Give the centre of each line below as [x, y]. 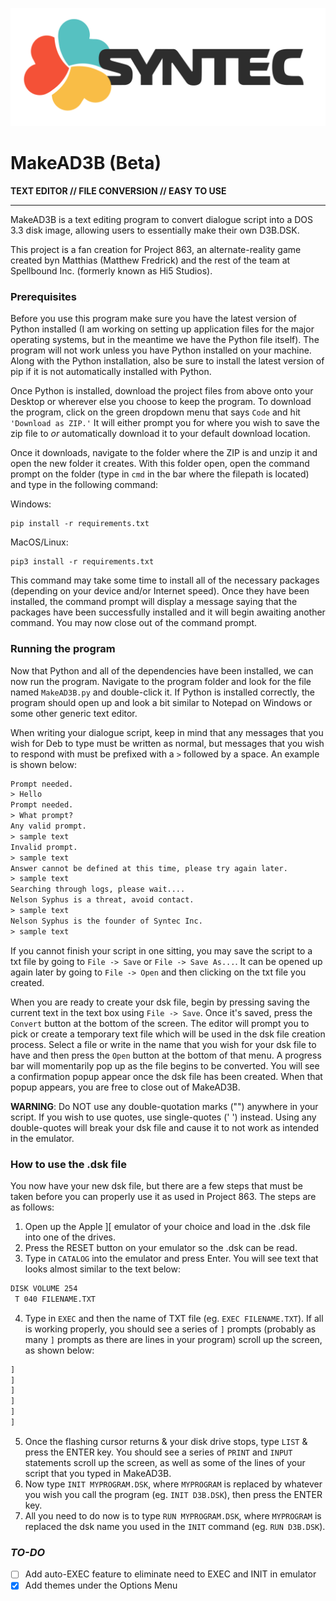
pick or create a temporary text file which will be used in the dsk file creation [168, 1034]
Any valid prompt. [48, 826]
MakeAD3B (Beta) [86, 163]
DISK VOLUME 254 [44, 1288]
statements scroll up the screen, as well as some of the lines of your [165, 1462]
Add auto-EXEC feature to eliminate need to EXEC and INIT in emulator [170, 1574]
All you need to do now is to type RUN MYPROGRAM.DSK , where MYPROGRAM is [173, 1515]
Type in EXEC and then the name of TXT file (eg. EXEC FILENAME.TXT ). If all [174, 1318]
